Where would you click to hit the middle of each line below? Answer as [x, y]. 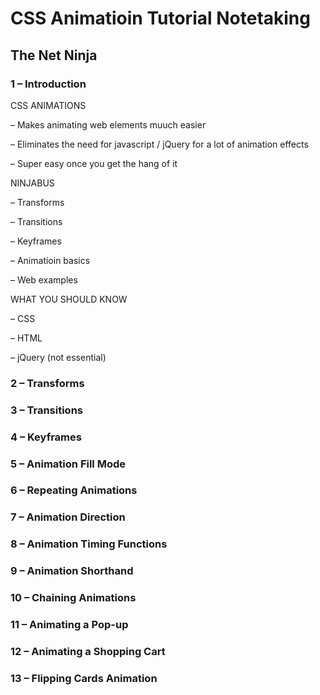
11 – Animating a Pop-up [69, 625]
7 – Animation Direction [68, 517]
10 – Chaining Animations [73, 598]
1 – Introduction [48, 84]
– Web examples [44, 279]
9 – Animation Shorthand [72, 571]
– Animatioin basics [50, 260]
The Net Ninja [54, 55]
